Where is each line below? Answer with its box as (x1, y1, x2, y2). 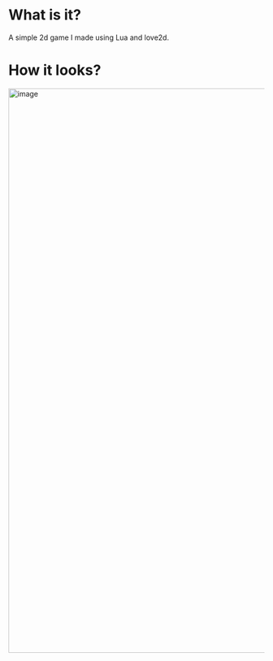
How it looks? (8, 61, 102, 80)
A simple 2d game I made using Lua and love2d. (8, 32, 169, 42)
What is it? (8, 6, 82, 24)
